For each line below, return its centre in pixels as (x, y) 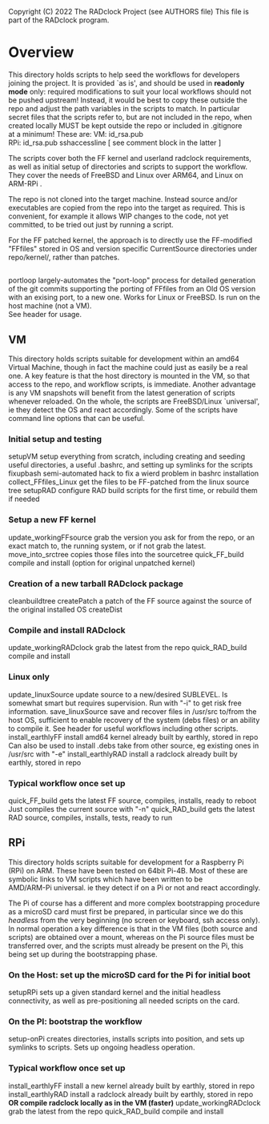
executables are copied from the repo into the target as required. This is (127, 207)
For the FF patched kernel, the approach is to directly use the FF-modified (130, 240)
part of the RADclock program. (59, 20)
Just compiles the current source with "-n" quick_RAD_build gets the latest (132, 809)
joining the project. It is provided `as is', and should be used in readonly (126, 82)
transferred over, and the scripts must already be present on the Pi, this (126, 945)
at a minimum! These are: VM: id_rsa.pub (76, 134)
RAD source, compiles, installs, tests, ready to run (90, 817)
